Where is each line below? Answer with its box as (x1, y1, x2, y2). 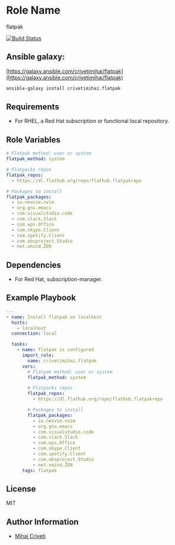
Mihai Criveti (14, 533, 46, 540)
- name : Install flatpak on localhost (6, 314, 102, 320)
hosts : (11, 320, 28, 326)
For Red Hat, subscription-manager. (14, 276, 103, 283)
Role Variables (6, 135, 61, 145)
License (6, 484, 36, 494)
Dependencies (6, 260, 61, 270)
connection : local (11, 330, 58, 337)
